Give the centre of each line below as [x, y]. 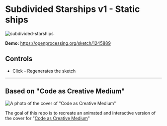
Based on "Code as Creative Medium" [65, 91]
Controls [19, 59]
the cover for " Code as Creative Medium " [48, 118]
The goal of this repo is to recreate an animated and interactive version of [80, 113]
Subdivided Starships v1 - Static [73, 9]
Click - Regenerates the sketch [44, 71]
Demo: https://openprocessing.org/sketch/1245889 [58, 43]
